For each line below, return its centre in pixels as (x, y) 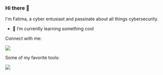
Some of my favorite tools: (33, 58)
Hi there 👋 (18, 8)
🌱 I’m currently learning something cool (53, 29)
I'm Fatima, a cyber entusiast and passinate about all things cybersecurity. (82, 19)
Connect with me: (23, 39)
